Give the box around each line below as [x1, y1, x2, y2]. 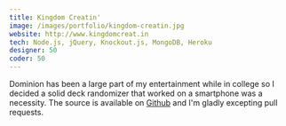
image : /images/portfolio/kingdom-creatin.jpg [9, 21, 185, 30]
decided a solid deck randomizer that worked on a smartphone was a [9, 88, 263, 98]
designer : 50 [9, 46, 58, 55]
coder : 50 [9, 54, 46, 63]
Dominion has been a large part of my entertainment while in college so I [9, 79, 275, 89]
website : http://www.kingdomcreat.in [9, 29, 149, 38]
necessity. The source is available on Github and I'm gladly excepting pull [9, 98, 278, 107]
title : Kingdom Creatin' [9, 12, 101, 22]
